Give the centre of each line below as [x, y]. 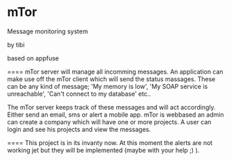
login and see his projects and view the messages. [79, 129]
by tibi [16, 44]
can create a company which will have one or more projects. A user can [109, 121]
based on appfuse [33, 58]
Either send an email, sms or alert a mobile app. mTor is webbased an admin [115, 115]
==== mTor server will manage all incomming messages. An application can [115, 71]
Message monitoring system [48, 31]
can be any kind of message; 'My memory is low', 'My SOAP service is [108, 86]
